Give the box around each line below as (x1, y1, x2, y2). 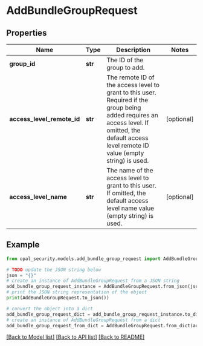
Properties (6, 28, 47, 38)
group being (106, 103, 141, 112)
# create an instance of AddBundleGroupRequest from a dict (6, 317, 161, 323)
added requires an (106, 111, 158, 119)
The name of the (106, 166, 153, 174)
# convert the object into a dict (6, 305, 94, 312)
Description (116, 46, 151, 54)
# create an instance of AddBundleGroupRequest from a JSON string (6, 278, 180, 284)
